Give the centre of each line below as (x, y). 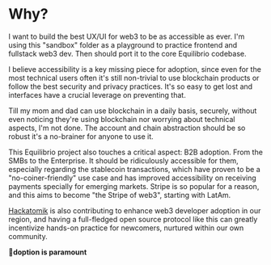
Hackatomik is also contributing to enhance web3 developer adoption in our (135, 210)
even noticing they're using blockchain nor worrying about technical (122, 119)
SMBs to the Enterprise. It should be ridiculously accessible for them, (123, 160)
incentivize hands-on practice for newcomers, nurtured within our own (126, 228)
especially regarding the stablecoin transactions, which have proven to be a (134, 169)
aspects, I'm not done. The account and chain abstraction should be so (127, 128)
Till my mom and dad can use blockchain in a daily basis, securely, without (133, 111)
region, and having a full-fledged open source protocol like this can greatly (133, 219)
